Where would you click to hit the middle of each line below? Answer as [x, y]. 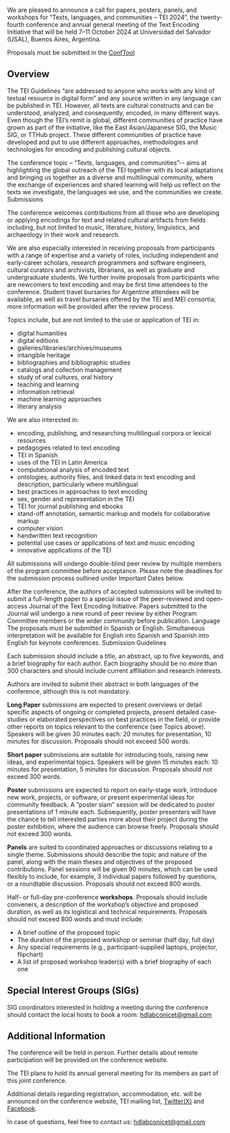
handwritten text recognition [57, 535]
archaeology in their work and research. [64, 234]
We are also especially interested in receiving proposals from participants [111, 248]
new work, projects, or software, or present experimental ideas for [101, 797]
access [17, 606]
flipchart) [30, 954]
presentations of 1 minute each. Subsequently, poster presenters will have [112, 811]
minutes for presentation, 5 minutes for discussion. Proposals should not [110, 769]
